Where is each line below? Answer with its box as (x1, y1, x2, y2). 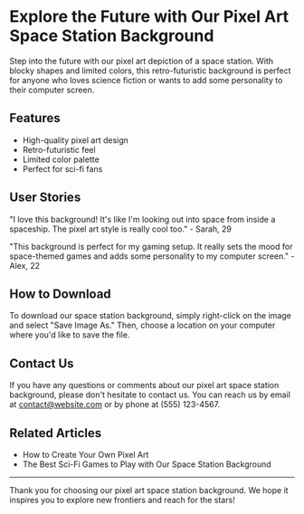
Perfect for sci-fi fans (22, 163, 103, 174)
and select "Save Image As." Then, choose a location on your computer (9, 319, 276, 331)
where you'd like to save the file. (9, 329, 130, 340)
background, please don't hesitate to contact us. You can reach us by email (9, 389, 291, 400)
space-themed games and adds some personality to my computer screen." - (9, 251, 295, 262)
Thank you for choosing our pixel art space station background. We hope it (9, 485, 289, 495)
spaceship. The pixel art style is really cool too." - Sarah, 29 (9, 224, 233, 234)
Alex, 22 (9, 260, 41, 271)
